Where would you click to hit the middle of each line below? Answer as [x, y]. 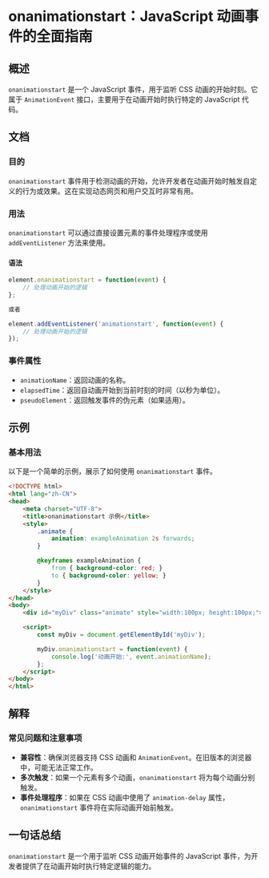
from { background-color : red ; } [106, 568]
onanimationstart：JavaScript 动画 [127, 16]
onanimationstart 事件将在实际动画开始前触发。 [99, 807]
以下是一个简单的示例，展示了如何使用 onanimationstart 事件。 [113, 471]
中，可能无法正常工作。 [58, 767]
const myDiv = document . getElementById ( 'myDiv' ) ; [121, 635]
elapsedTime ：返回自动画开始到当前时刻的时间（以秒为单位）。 [122, 390]
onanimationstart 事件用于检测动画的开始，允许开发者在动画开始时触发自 [129, 180]
